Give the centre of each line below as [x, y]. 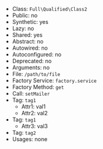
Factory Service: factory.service [54, 80]
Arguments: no [31, 67]
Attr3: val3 [34, 126]
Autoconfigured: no [37, 54]
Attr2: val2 [34, 113]
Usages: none [30, 139]
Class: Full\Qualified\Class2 [50, 9]
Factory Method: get [38, 87]
